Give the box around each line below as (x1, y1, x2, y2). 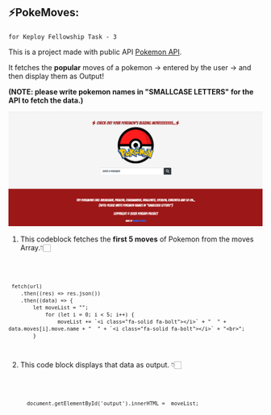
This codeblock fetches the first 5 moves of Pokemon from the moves (19, 234, 254, 244)
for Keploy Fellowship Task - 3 (8, 32, 117, 41)
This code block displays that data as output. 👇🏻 (19, 360, 182, 370)
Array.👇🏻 (19, 242, 51, 252)
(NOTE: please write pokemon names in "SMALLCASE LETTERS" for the (8, 86, 254, 96)
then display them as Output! (8, 71, 105, 81)
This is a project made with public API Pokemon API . (8, 47, 182, 57)
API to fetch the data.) (8, 95, 84, 105)
